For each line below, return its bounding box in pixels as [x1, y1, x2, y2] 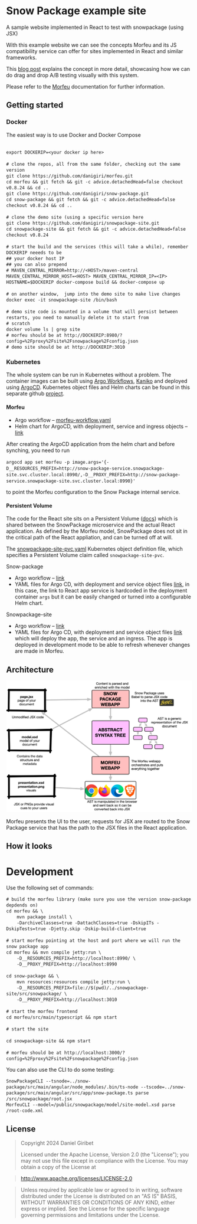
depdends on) [6, 902, 38, 908]
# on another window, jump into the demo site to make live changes [6, 291, 181, 297]
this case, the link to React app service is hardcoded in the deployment [14, 587, 188, 594]
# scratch [6, 320, 31, 326]
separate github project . [6, 390, 65, 397]
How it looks [6, 841, 52, 851]
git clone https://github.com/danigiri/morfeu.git [6, 173, 133, 179]
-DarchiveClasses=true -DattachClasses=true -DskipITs [17, 920, 155, 926]
